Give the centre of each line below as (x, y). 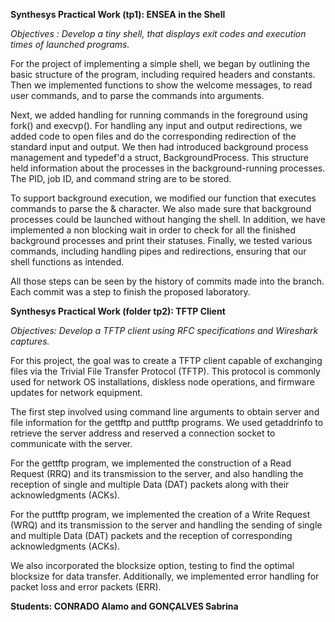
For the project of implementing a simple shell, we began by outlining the (160, 63)
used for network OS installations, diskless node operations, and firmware (162, 382)
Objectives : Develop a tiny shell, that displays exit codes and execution (158, 33)
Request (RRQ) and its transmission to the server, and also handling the (157, 473)
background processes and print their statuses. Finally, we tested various (161, 240)
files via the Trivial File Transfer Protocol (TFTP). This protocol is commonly (165, 371)
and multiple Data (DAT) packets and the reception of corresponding (151, 535)
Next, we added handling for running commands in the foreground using (159, 115)
